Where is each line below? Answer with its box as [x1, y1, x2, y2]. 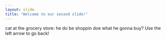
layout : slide [5, 7, 35, 12]
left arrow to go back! [5, 30, 49, 36]
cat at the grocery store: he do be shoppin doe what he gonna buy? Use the [5, 25, 161, 31]
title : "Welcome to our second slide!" [5, 12, 88, 17]
